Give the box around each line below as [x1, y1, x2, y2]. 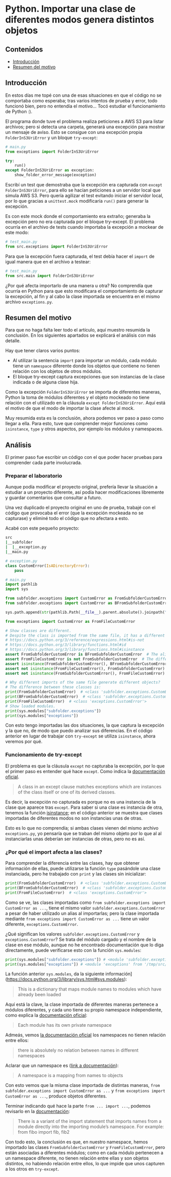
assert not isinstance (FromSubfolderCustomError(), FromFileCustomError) [5, 671, 165, 676]
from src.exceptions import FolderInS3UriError [5, 244, 108, 249]
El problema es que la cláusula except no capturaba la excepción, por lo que [5, 762, 165, 769]
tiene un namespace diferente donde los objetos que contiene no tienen [12, 363, 160, 369]
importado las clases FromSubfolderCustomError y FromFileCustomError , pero [5, 1144, 165, 1151]
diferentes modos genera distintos [5, 14, 154, 25]
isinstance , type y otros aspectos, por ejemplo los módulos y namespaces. [5, 426, 163, 432]
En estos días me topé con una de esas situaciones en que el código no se [5, 92, 162, 98]
